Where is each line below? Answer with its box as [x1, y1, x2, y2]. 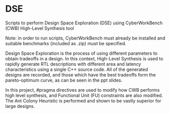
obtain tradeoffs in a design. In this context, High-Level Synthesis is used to [5, 55, 163, 61]
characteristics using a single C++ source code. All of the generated [5, 66, 148, 72]
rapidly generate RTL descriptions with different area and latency [5, 61, 141, 67]
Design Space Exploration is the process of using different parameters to [5, 50, 158, 56]
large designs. [5, 103, 35, 109]
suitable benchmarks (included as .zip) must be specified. [5, 40, 126, 46]
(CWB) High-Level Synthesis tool [5, 25, 75, 31]
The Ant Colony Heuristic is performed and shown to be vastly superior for [5, 97, 161, 104]
